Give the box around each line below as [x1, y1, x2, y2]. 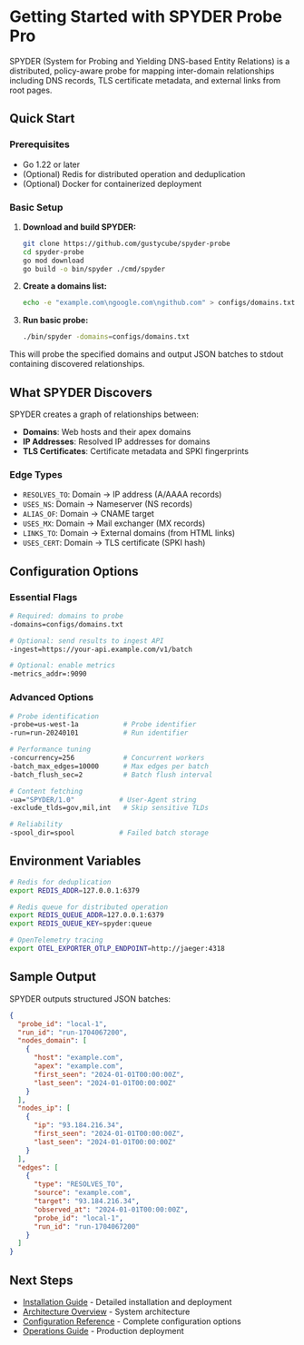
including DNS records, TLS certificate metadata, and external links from [9, 74, 281, 85]
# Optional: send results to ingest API [9, 636, 165, 646]
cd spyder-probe [22, 247, 84, 256]
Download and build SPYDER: [22, 221, 136, 232]
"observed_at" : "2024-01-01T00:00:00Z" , [33, 1205, 189, 1214]
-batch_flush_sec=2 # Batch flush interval [9, 770, 213, 779]
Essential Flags [9, 590, 78, 603]
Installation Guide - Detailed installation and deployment [22, 1296, 232, 1307]
